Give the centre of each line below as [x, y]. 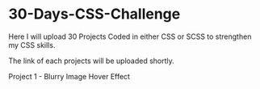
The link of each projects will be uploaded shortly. [92, 61]
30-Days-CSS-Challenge [94, 14]
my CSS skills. [32, 44]
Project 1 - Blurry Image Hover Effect [69, 76]
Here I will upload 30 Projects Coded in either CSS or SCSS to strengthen [130, 36]
